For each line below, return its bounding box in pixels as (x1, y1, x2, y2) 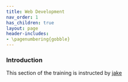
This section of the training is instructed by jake (6, 70, 123, 77)
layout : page (6, 25, 39, 31)
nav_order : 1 (6, 14, 39, 20)
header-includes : (6, 31, 49, 37)
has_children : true (6, 20, 55, 26)
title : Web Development (6, 8, 65, 15)
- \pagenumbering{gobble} (6, 36, 70, 42)
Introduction (6, 56, 43, 64)
